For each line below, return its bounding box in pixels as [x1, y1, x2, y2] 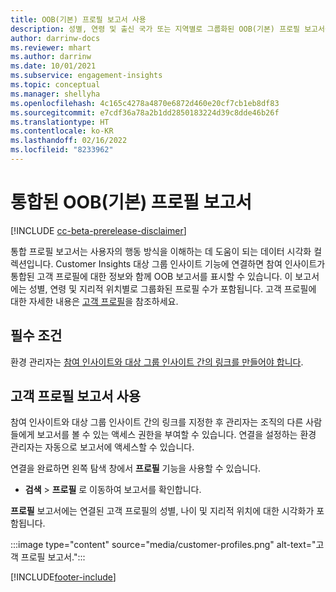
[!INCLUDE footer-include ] [10, 571, 117, 583]
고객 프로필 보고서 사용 [10, 388, 142, 405]
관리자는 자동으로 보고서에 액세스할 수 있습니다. [10, 441, 195, 453]
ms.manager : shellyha [10, 89, 101, 99]
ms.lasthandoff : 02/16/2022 [10, 136, 128, 146]
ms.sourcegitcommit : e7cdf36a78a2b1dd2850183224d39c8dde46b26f [10, 107, 280, 118]
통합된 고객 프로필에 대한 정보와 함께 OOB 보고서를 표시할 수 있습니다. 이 [10, 270, 293, 282]
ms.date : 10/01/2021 [10, 61, 97, 71]
